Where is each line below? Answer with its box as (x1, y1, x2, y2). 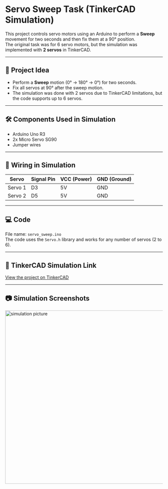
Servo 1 (7, 184, 26, 191)
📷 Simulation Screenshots (5, 294, 90, 303)
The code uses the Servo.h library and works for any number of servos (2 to (5, 237, 162, 243)
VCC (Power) (60, 176, 92, 183)
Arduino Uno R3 (12, 131, 46, 137)
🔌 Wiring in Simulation (5, 160, 76, 169)
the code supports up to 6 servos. (12, 95, 82, 101)
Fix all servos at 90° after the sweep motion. (12, 84, 104, 91)
